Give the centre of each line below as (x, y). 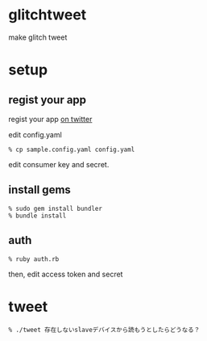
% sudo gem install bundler (56, 208)
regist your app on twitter (50, 119)
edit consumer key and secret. (59, 164)
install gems (39, 190)
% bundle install (37, 216)
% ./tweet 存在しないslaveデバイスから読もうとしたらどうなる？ (104, 330)
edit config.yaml (35, 134)
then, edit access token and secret (66, 274)
